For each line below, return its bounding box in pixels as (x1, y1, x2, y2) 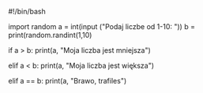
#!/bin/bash (8, 7, 46, 16)
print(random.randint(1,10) (8, 31, 92, 39)
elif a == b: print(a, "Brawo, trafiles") (8, 76, 127, 85)
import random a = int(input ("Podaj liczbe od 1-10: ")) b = (8, 22, 196, 31)
